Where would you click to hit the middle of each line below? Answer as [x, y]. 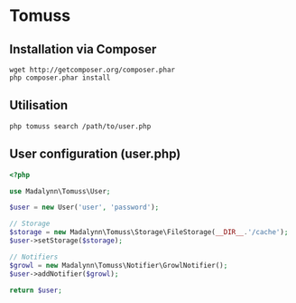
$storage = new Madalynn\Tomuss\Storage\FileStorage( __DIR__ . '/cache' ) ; [149, 232]
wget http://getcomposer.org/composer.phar [92, 70]
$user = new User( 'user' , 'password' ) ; [84, 208]
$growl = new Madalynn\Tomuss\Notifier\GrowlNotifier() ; [119, 265]
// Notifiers [34, 257]
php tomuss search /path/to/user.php [80, 126]
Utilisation [39, 105]
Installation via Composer [83, 49]
